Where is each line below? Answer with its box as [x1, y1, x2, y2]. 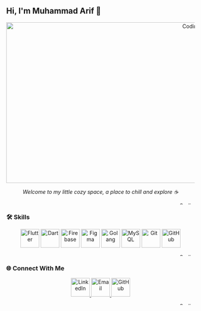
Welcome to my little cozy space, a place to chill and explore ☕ [23, 188, 178, 195]
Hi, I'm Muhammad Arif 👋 [6, 6, 102, 16]
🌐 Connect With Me [6, 264, 65, 273]
